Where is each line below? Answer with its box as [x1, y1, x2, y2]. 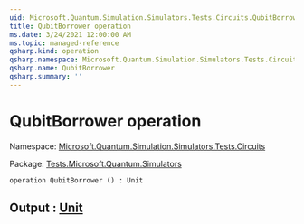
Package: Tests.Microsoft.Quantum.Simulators [9, 158, 183, 169]
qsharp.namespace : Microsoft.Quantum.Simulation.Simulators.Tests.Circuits [9, 55, 301, 64]
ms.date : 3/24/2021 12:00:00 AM [9, 30, 131, 39]
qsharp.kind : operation [9, 47, 100, 56]
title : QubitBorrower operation [9, 22, 131, 31]
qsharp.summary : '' [9, 72, 83, 81]
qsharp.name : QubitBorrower [9, 64, 116, 73]
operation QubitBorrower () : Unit [9, 175, 144, 185]
